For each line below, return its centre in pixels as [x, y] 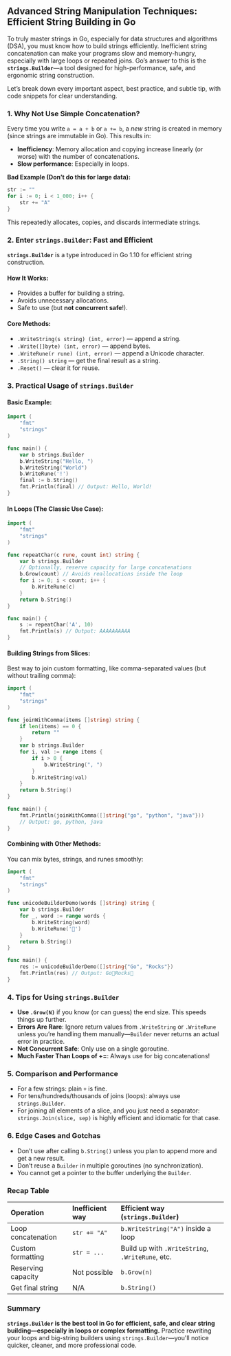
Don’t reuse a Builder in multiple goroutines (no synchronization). [110, 1166]
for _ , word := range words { [63, 916]
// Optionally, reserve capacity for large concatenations [106, 568]
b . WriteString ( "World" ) [54, 468]
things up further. [42, 1020]
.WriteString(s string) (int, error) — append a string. [99, 339]
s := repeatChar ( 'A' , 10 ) [57, 625]
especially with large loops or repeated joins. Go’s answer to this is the [107, 61]
